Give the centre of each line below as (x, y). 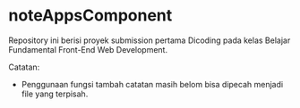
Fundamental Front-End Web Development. (88, 49)
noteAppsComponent (90, 16)
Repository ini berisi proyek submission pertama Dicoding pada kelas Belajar (150, 40)
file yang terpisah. (55, 94)
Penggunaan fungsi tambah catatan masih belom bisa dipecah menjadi (152, 84)
